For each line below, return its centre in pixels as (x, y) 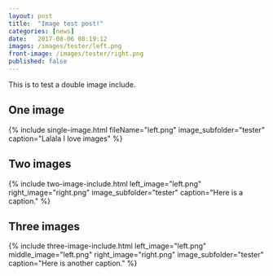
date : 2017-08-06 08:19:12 (58, 39)
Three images (44, 226)
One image (37, 110)
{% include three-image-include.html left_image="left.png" (108, 246)
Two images (40, 164)
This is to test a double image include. (72, 84)
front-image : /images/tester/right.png (76, 54)
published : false (38, 62)
